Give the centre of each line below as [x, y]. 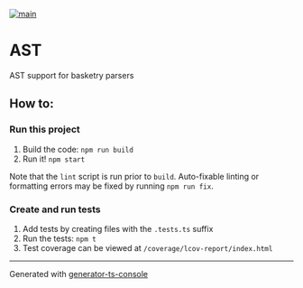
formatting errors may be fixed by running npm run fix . [111, 186]
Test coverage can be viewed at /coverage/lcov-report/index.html [147, 247]
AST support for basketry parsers [72, 75]
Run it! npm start [54, 159]
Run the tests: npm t [59, 238]
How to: [32, 104]
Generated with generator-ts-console [79, 274]
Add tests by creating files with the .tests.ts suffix [118, 228]
